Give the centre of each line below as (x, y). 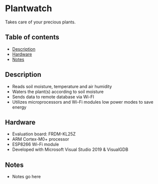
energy (19, 107)
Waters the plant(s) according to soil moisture (58, 92)
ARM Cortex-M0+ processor (41, 139)
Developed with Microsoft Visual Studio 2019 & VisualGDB (70, 149)
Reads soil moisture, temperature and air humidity (62, 86)
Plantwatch (29, 9)
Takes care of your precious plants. (40, 22)
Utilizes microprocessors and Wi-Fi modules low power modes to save (83, 102)
